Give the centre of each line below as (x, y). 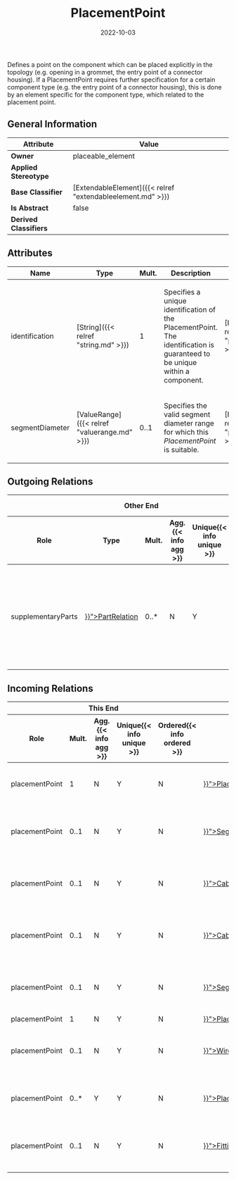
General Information (52, 124)
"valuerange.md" (104, 432)
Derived (24, 219)
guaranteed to (187, 354)
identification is (189, 344)
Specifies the (185, 405)
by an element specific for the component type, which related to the (106, 94)
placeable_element (104, 156)
